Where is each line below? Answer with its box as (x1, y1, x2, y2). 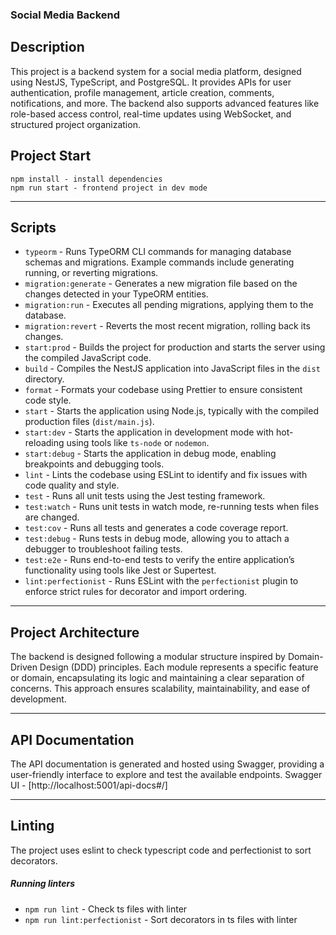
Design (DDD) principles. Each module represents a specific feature (39, 661, 319, 673)
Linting (10, 818, 55, 835)
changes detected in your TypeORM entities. (24, 288, 209, 300)
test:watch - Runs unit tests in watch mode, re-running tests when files (24, 501, 320, 513)
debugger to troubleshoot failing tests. (24, 543, 183, 555)
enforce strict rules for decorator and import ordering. (24, 586, 248, 598)
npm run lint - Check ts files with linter (24, 903, 188, 915)
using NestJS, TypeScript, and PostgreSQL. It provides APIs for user (10, 76, 292, 88)
